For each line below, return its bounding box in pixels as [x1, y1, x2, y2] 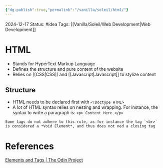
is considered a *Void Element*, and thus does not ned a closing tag [5, 124, 155, 129]
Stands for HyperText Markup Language [12, 61, 95, 67]
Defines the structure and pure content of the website [12, 66, 123, 72]
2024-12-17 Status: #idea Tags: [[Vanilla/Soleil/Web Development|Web [5, 21, 151, 27]
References [5, 140, 54, 152]
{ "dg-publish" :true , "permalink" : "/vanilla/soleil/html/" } [5, 7, 128, 13]
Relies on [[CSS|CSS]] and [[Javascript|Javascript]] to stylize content [12, 71, 156, 77]
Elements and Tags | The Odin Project [5, 157, 83, 163]
